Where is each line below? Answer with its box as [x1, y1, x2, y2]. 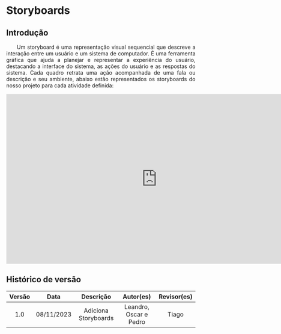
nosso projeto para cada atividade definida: [6, 82, 114, 89]
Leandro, [124, 302, 150, 311]
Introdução [6, 28, 49, 38]
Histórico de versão [6, 274, 81, 285]
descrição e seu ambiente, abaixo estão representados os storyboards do [6, 76, 196, 82]
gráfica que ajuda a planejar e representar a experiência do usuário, [6, 57, 196, 63]
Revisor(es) [159, 292, 193, 301]
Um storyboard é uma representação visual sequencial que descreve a [17, 43, 196, 51]
